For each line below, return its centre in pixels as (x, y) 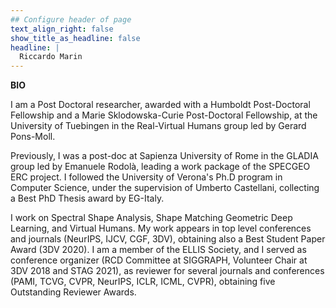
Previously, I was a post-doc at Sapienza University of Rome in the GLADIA (164, 156)
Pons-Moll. (33, 137)
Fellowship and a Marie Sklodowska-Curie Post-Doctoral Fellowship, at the (164, 115)
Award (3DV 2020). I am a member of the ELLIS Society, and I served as (158, 250)
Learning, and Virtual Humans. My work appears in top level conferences (161, 228)
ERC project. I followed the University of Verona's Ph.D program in (146, 177)
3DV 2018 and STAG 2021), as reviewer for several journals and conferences (167, 271)
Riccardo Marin (51, 57)
